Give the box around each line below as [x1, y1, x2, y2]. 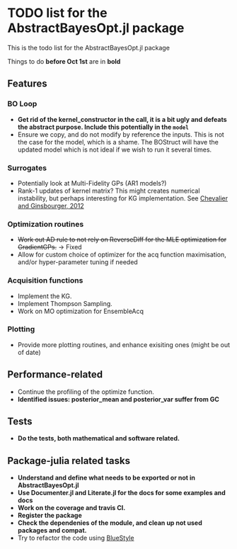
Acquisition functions [7, 276, 83, 285]
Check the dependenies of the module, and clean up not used [17, 519, 203, 527]
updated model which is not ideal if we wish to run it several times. [17, 145, 212, 154]
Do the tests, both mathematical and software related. [17, 434, 180, 443]
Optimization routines [7, 219, 84, 229]
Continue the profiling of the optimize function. [17, 387, 154, 396]
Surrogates [7, 163, 47, 173]
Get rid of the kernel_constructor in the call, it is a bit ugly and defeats [17, 115, 228, 123]
